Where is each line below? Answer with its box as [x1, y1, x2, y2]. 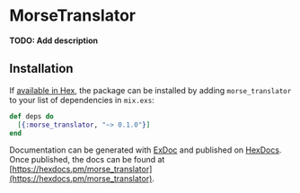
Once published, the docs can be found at [9, 154, 165, 165]
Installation [9, 61, 74, 76]
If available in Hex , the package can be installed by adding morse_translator [9, 84, 292, 95]
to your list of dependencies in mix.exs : [9, 94, 154, 105]
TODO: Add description [9, 35, 99, 46]
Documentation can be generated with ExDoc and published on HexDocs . [9, 145, 282, 155]
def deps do [9, 111, 54, 121]
